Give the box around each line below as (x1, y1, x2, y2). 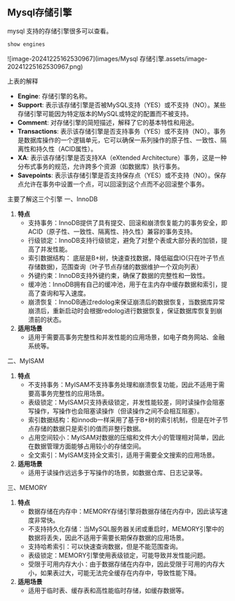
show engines (7, 41, 46, 48)
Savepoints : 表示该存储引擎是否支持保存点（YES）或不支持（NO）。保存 (17, 171, 227, 179)
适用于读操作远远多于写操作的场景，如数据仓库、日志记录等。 (27, 468, 207, 476)
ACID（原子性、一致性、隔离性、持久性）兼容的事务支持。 (27, 227, 196, 236)
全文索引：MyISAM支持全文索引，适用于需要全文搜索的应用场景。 (27, 450, 219, 459)
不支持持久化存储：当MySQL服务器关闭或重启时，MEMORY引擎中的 (27, 524, 224, 533)
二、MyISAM (7, 356, 44, 365)
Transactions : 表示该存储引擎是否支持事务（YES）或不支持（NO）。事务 (17, 127, 227, 135)
